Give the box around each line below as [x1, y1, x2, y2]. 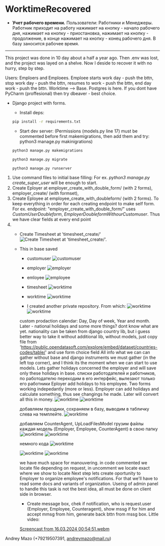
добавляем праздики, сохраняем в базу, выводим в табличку [19, 406, 150, 412]
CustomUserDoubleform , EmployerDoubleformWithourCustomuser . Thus [12, 211, 160, 217]
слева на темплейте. [19, 411, 63, 417]
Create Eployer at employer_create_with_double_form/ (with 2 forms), [12, 185, 153, 191]
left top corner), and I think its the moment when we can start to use [19, 360, 157, 366]
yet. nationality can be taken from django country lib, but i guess [19, 328, 150, 334]
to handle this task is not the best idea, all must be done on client [19, 486, 151, 492]
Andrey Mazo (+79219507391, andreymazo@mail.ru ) [5, 536, 111, 542]
